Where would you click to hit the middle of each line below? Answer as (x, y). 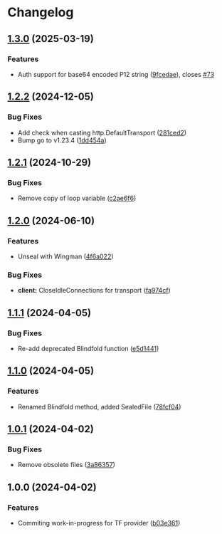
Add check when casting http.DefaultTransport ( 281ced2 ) (102, 132)
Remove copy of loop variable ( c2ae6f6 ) (77, 198)
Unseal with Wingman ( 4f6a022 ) (65, 256)
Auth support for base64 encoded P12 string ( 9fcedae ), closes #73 (116, 74)
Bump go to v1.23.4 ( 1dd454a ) (62, 140)
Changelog (41, 12)
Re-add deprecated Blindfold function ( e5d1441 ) (88, 348)
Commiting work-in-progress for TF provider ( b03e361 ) (99, 523)
